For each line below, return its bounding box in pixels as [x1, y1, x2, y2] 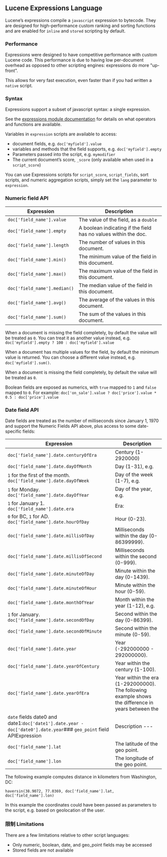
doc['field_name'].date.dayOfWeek [7, 478, 89, 484]
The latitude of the [115, 741, 158, 747]
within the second [115, 553, 157, 560]
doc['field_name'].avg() [7, 300, 67, 305]
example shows [115, 693, 152, 700]
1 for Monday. [7, 486, 40, 493]
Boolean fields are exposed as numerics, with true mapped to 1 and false [5, 384, 157, 390]
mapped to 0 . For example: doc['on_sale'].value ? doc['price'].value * [5, 389, 157, 395]
